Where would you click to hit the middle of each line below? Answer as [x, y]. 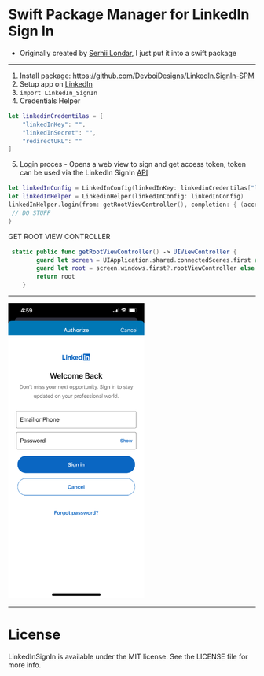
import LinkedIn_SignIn [59, 93]
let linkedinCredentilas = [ [56, 116]
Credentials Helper [50, 101]
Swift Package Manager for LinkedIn [129, 15]
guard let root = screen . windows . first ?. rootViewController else [146, 268]
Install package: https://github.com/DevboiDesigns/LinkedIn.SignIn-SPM [137, 76]
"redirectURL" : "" [52, 141]
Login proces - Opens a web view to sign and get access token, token [132, 164]
